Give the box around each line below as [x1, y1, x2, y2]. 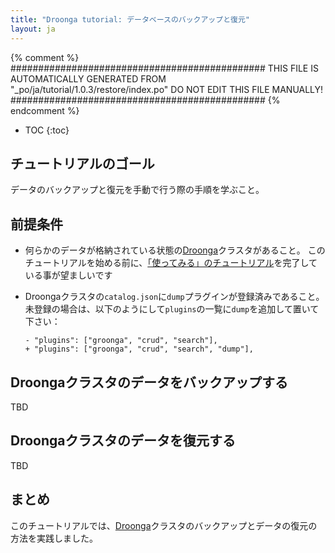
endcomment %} [10, 104, 80, 116]
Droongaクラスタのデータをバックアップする [10, 374, 289, 391]
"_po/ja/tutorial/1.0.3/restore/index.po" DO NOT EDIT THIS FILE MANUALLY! [10, 83, 324, 95]
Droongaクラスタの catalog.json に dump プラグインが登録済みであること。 [24, 291, 325, 303]
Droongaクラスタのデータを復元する [10, 432, 237, 450]
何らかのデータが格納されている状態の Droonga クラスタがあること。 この [24, 244, 326, 256]
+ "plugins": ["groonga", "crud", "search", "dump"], [24, 344, 254, 355]
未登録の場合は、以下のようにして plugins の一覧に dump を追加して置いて [24, 303, 320, 315]
